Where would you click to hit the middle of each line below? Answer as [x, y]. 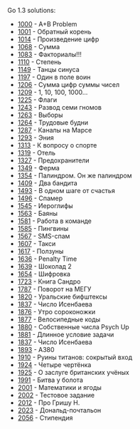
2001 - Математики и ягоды [59, 387]
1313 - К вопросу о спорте [57, 145]
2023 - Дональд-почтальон [59, 410]
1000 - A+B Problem [47, 24]
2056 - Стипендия [45, 418]
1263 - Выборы [40, 115]
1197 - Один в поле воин [54, 77]
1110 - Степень [39, 62]
